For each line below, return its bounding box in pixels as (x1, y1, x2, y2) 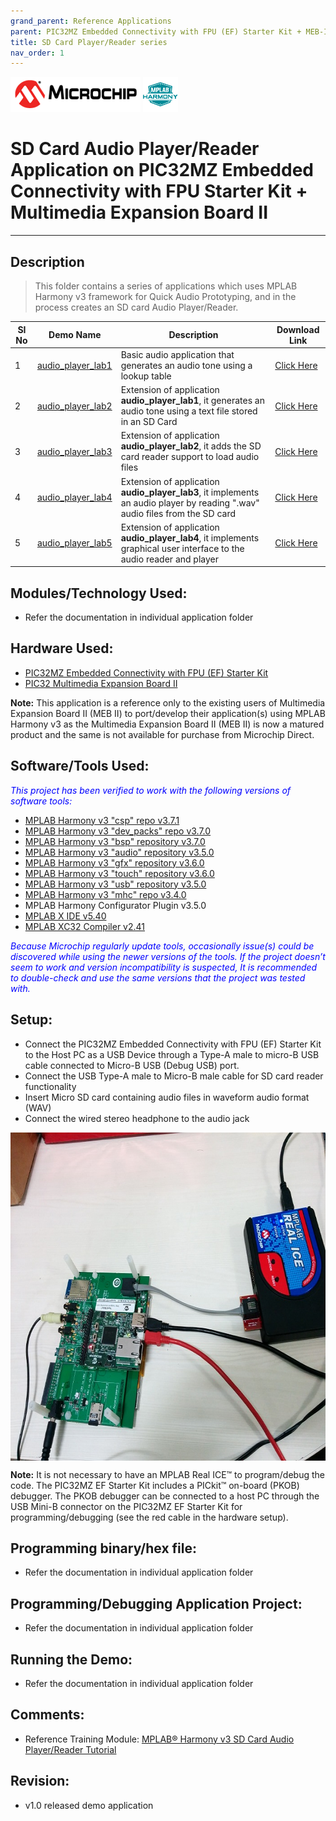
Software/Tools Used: (10, 758, 150, 775)
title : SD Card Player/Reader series (10, 37, 168, 47)
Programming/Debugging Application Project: (10, 1595, 303, 1612)
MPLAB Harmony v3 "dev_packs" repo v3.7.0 (24, 825, 212, 837)
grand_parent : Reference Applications (10, 16, 172, 26)
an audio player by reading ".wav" (120, 496, 260, 509)
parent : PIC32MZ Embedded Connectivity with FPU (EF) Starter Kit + (10, 26, 302, 37)
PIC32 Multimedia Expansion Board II (24, 677, 178, 689)
